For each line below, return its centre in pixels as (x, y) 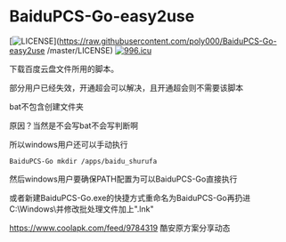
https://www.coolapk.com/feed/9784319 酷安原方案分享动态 (120, 228)
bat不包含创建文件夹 (47, 106)
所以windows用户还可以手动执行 (69, 144)
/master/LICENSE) (80, 50)
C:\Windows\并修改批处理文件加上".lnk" (82, 209)
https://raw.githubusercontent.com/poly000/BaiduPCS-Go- (168, 41)
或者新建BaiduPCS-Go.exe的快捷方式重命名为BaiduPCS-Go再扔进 (130, 198)
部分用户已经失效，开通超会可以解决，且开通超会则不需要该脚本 (126, 87)
